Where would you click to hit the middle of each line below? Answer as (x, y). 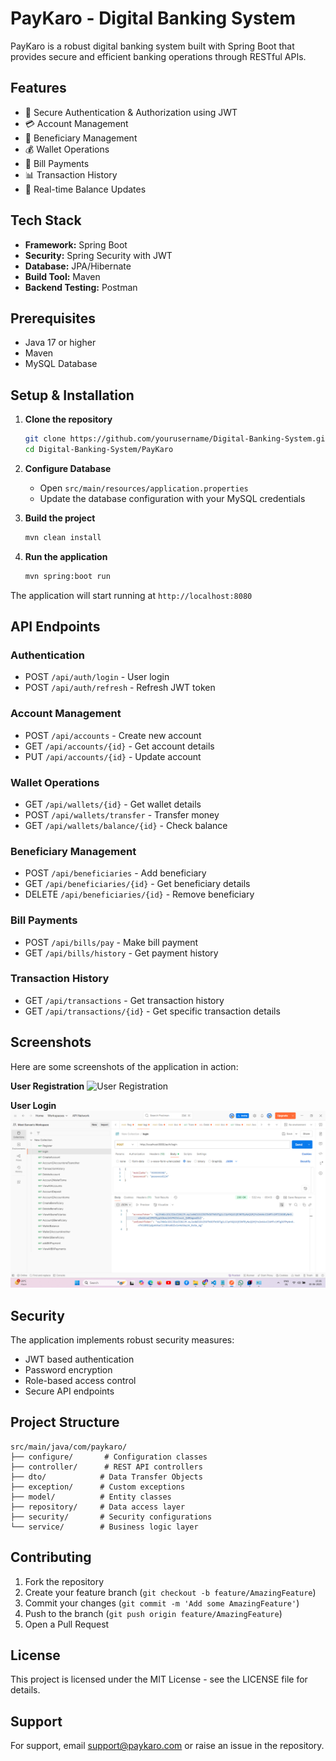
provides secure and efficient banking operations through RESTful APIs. (158, 56)
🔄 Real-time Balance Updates (85, 189)
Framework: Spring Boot (76, 244)
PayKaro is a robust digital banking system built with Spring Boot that (152, 46)
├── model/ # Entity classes (91, 1497)
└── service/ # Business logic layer (104, 1527)
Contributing (51, 1557)
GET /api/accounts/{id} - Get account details (119, 746)
